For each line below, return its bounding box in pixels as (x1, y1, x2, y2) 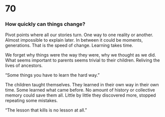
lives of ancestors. (5, 62, 43, 68)
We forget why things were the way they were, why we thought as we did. (5, 52, 156, 58)
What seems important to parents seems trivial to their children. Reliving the (5, 58, 160, 63)
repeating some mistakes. (5, 98, 58, 104)
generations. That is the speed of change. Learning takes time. (5, 43, 133, 49)
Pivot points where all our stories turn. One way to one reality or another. (5, 32, 154, 38)
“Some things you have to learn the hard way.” (5, 72, 100, 78)
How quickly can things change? (5, 21, 86, 28)
